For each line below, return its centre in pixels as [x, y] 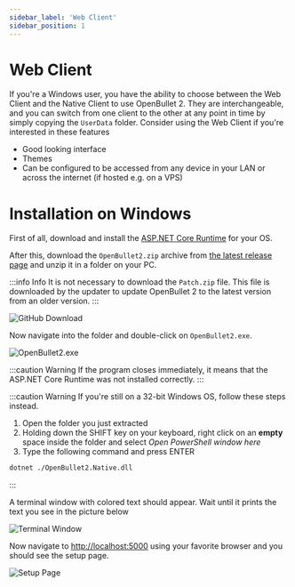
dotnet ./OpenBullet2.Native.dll [71, 468]
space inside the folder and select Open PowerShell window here [141, 442]
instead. [24, 406]
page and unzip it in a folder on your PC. [83, 265]
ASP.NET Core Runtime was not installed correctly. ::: [107, 380]
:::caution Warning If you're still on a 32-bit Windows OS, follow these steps [147, 397]
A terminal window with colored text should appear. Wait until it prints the [143, 503]
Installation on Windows [100, 213]
